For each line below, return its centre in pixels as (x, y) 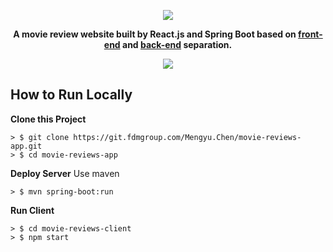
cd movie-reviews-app (73, 155)
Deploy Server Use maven (65, 173)
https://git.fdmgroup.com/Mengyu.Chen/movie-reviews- (187, 137)
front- (310, 34)
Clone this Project (48, 119)
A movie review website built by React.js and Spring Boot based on (155, 34)
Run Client (32, 210)
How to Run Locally (71, 95)
